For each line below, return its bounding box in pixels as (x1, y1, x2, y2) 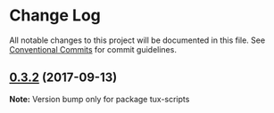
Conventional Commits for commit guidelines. (9, 44, 177, 54)
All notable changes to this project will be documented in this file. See (9, 35, 266, 45)
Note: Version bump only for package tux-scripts (9, 93, 190, 104)
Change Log (9, 5, 101, 26)
